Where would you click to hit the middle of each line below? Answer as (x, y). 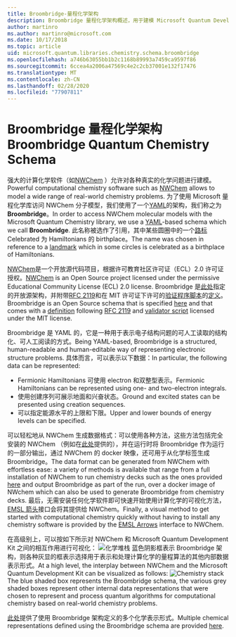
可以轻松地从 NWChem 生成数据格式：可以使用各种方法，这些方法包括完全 (115, 435)
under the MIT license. (40, 318)
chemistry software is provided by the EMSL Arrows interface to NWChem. (116, 524)
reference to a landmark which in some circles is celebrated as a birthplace (116, 247)
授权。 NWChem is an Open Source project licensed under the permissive (113, 278)
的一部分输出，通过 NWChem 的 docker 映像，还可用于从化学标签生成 (109, 453)
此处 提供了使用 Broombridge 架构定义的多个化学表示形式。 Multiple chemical (118, 618)
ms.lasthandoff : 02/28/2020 (48, 86)
